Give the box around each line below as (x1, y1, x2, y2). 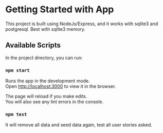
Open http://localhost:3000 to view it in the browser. (5, 83, 116, 89)
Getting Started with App (5, 4, 114, 15)
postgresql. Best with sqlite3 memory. (5, 26, 86, 32)
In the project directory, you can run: (5, 54, 83, 61)
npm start (5, 67, 30, 73)
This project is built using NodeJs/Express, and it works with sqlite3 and (5, 21, 158, 27)
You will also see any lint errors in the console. (5, 99, 104, 105)
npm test (5, 111, 27, 117)
